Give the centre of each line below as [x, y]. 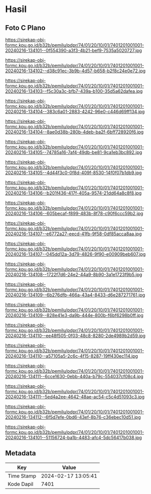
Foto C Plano [25, 28]
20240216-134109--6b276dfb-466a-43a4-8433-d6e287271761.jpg [75, 295]
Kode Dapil [21, 484]
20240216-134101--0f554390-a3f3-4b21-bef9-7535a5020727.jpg [73, 50]
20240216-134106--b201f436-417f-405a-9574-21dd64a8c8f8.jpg [73, 193]
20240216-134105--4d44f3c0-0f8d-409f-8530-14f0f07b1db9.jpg [73, 173]
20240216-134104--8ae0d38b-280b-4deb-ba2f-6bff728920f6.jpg [74, 132]
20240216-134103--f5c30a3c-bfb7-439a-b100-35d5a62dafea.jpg [74, 91]
